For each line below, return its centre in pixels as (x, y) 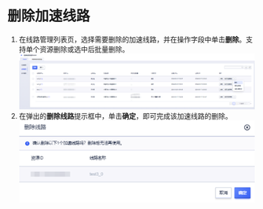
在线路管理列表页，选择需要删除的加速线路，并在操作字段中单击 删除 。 (132, 39)
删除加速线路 (49, 16)
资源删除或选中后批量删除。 (84, 49)
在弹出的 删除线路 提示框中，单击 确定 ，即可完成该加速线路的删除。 (125, 115)
